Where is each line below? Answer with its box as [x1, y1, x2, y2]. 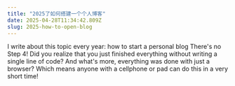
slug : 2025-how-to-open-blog [7, 23, 93, 30]
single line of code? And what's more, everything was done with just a [7, 57, 210, 66]
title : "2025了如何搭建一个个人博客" [7, 10, 106, 17]
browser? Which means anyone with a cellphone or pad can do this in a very [7, 64, 228, 73]
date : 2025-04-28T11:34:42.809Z [7, 17, 102, 24]
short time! [7, 72, 39, 80]
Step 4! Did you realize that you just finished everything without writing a [7, 50, 217, 58]
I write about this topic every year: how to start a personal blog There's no [7, 43, 222, 51]
